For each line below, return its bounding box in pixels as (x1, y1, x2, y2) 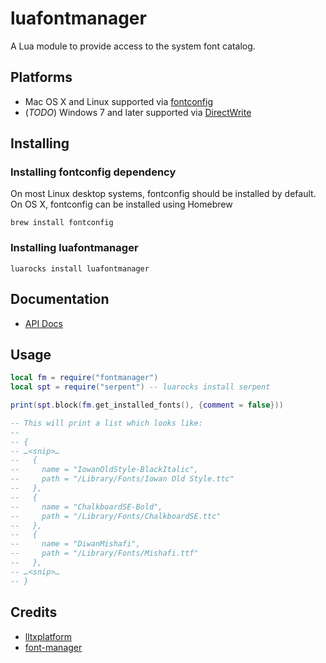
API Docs (24, 317, 63, 329)
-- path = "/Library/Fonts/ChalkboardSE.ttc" (10, 511, 222, 521)
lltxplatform (24, 630, 72, 642)
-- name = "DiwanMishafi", (10, 539, 141, 549)
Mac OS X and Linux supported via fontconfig (24, 95, 214, 107)
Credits (10, 604, 58, 621)
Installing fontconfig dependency (10, 165, 177, 179)
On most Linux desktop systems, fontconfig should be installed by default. (10, 188, 317, 200)
